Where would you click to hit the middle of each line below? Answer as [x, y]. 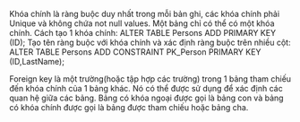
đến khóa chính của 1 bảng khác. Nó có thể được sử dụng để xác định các [146, 88]
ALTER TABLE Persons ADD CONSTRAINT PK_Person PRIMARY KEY [135, 52]
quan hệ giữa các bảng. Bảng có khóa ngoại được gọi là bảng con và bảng [146, 98]
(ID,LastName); [37, 61]
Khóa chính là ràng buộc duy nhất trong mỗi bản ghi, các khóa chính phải [145, 14]
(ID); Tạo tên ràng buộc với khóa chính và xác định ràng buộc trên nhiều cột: [150, 42]
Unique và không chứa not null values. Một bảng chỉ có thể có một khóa [142, 23]
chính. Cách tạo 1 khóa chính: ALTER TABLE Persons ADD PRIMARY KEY [142, 33]
